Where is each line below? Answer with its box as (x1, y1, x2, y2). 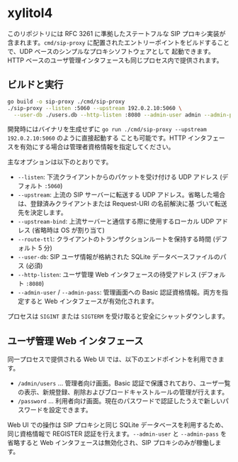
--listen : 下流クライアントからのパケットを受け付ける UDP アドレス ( (17, 172, 222, 182)
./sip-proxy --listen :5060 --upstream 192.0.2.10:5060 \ (7, 104, 182, 111)
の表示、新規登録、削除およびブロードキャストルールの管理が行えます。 (17, 388, 229, 397)
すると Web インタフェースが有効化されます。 (23, 297, 158, 306)
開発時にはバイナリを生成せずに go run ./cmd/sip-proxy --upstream (7, 125, 207, 133)
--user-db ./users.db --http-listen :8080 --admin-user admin (13, 111, 201, 119)
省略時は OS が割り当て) (34, 226, 105, 235)
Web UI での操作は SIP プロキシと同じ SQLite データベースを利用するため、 (7, 421, 228, 429)
